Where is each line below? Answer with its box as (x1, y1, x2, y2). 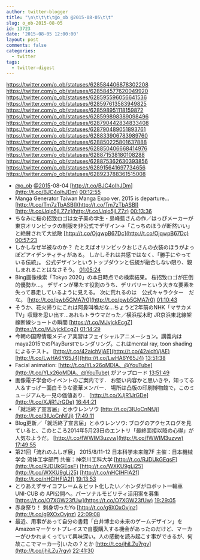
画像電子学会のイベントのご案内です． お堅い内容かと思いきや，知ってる (14, 377, 195, 384)
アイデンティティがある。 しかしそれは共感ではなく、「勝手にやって (25, 251, 192, 258)
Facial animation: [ (14, 362, 60, 369)
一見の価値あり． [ (46, 392, 92, 399)
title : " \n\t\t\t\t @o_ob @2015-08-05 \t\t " (6, 14, 114, 20)
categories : (6, 48, 36, 54)
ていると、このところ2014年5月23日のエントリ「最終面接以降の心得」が (14, 427, 194, 434)
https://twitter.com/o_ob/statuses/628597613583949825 (6, 100, 147, 108)
